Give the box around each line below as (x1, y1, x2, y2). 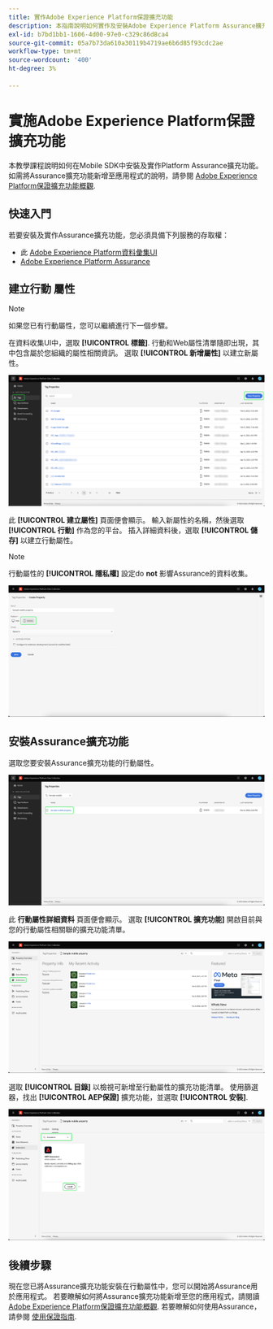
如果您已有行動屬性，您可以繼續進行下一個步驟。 (8, 321, 172, 331)
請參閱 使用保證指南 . (8, 1312, 77, 1322)
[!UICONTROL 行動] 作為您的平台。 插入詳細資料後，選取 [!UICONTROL (8, 525, 249, 536)
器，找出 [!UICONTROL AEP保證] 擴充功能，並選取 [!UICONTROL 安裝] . (8, 1092, 249, 1101)
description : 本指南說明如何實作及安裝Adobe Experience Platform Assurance (8, 21, 256, 30)
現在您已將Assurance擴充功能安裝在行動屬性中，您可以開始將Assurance (8, 1281, 251, 1292)
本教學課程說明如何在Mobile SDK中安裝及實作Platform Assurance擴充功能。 (8, 160, 263, 170)
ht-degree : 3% (8, 65, 57, 73)
